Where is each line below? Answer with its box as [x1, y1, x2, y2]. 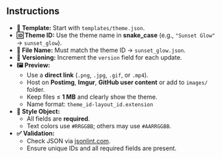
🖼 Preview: [16, 61, 51, 69]
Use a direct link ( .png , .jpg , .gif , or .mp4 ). [26, 71, 149, 79]
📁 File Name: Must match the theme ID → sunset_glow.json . [16, 46, 186, 54]
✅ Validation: [16, 129, 56, 137]
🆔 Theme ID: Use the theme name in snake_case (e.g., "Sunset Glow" [16, 31, 216, 39]
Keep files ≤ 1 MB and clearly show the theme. [26, 93, 158, 101]
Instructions [6, 5, 60, 17]
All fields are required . [26, 114, 90, 123]
